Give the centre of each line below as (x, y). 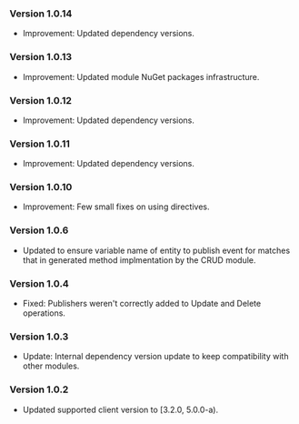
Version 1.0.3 (39, 337)
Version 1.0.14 (41, 14)
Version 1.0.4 (40, 283)
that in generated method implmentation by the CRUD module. (139, 260)
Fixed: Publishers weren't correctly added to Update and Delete (142, 304)
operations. (44, 313)
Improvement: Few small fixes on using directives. (116, 207)
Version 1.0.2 (39, 389)
